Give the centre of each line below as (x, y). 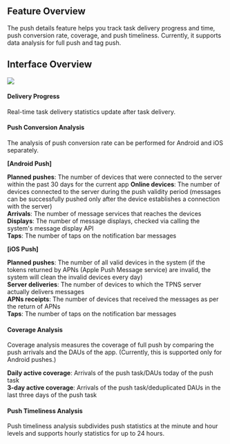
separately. (23, 151)
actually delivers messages (46, 292)
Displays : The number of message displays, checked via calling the (104, 221)
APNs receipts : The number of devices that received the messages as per (113, 299)
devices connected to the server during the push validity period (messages (114, 192)
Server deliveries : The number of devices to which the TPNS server (104, 284)
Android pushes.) (32, 360)
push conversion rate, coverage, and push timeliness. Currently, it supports (114, 35)
